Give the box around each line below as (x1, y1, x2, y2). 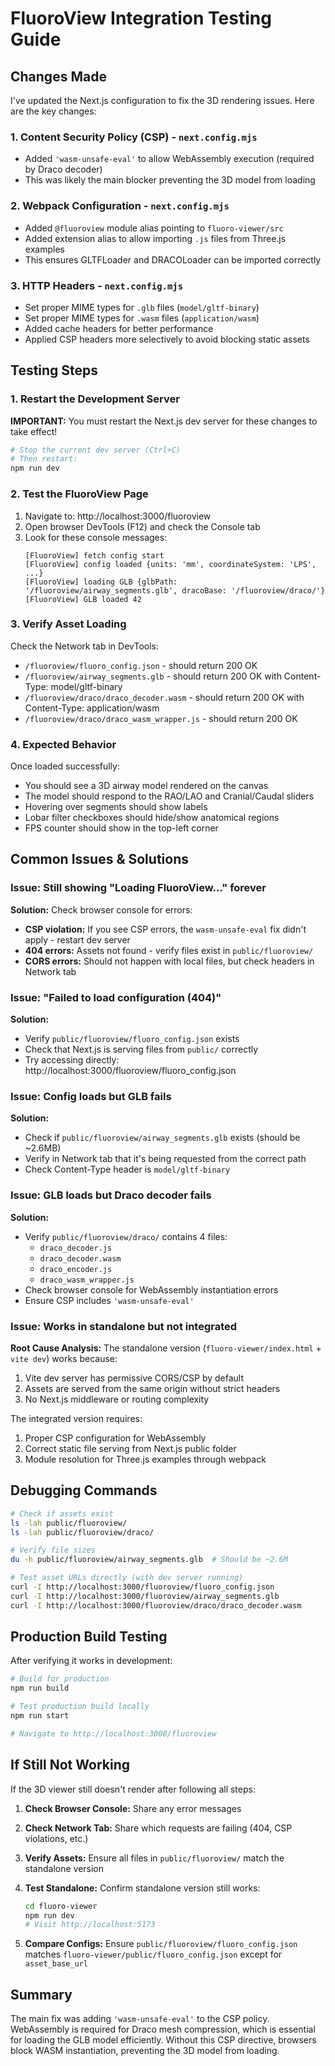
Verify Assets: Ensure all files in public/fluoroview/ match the (24, 1852, 285, 1864)
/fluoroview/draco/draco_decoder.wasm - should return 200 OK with (24, 691, 305, 703)
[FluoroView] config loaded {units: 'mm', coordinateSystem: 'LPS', (24, 559, 317, 569)
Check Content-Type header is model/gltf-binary (24, 1163, 231, 1176)
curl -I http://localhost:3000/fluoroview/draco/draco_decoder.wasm (10, 1600, 302, 1611)
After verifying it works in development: (10, 1655, 173, 1667)
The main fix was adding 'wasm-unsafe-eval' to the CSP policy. (10, 2013, 270, 2025)
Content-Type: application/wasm (24, 702, 160, 714)
